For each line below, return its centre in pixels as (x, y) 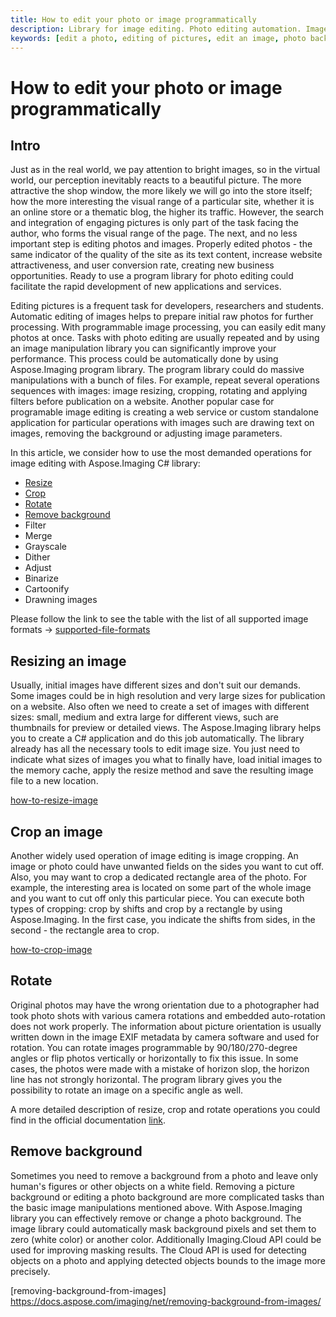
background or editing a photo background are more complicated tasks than (167, 1197)
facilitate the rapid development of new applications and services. (146, 287)
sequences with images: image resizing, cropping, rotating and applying (159, 391)
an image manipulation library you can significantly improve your (143, 348)
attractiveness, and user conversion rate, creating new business (142, 265)
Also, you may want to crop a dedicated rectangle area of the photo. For (159, 877)
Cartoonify (47, 589)
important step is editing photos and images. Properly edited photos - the (161, 244)
